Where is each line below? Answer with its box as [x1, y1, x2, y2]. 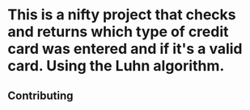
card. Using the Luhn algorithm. [7, 57, 225, 75]
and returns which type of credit [7, 22, 229, 41]
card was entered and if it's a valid [7, 40, 243, 58]
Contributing [7, 88, 74, 102]
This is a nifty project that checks [7, 6, 236, 24]
